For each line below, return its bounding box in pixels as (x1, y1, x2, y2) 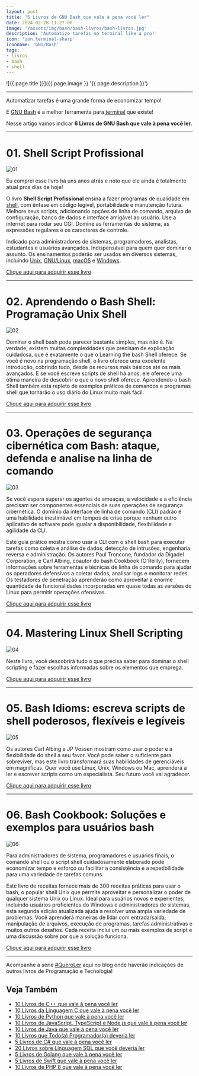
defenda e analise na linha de (6, 451, 153, 465)
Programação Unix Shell (6, 308, 127, 321)
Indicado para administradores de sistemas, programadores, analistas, (6, 238, 178, 245)
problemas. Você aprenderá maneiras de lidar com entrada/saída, (6, 914, 166, 921)
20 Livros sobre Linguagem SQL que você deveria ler (14, 1044, 145, 1052)
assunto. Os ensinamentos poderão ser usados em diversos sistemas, (6, 251, 177, 258)
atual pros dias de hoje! (6, 184, 63, 191)
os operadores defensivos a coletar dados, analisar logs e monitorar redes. (6, 570, 190, 577)
